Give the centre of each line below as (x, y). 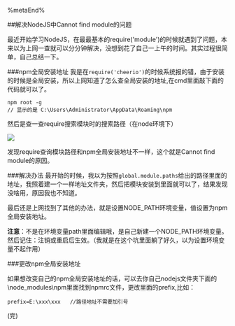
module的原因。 (30, 161)
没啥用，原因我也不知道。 (44, 193)
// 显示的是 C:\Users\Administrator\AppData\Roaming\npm (90, 110)
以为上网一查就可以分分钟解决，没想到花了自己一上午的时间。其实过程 (114, 48)
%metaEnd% (26, 10)
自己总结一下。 (41, 57)
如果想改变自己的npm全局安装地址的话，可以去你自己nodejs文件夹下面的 (112, 278)
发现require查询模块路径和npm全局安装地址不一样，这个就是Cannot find (111, 152)
